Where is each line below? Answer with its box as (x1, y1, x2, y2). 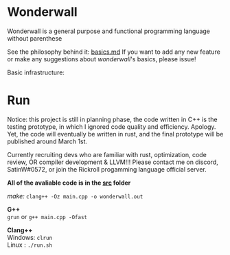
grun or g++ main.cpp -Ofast (7, 212, 88, 221)
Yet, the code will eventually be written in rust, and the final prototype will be (7, 130, 224, 138)
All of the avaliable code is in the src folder (7, 178, 131, 187)
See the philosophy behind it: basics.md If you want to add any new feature (7, 48, 221, 56)
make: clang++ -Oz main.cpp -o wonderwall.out (7, 192, 143, 200)
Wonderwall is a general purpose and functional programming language (7, 27, 211, 35)
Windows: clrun (7, 233, 53, 241)
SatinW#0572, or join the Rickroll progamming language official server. (7, 165, 207, 173)
